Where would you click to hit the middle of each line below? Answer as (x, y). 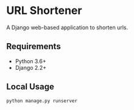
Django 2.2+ (31, 67)
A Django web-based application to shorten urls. (67, 27)
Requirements (33, 46)
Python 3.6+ (31, 61)
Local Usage (30, 87)
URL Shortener (44, 11)
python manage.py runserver (42, 101)
